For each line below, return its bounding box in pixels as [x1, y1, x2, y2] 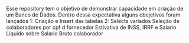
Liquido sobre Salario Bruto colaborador [6, 30, 103, 37]
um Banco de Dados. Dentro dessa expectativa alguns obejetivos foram [6, 11, 181, 18]
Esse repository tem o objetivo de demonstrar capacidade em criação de [6, 5, 184, 12]
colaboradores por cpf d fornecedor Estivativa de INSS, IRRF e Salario [6, 24, 177, 31]
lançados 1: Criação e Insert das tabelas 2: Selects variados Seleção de [6, 18, 180, 24]
